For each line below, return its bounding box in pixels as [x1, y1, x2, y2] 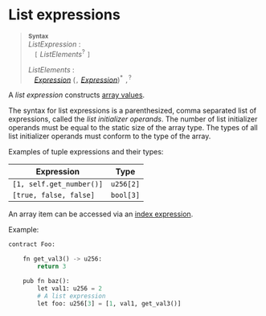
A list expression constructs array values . [8, 90, 145, 100]
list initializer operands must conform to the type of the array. [8, 131, 211, 142]
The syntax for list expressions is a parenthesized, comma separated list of [8, 106, 257, 116]
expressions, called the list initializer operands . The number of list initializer [8, 114, 258, 124]
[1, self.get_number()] [12, 179, 104, 189]
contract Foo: [8, 240, 56, 248]
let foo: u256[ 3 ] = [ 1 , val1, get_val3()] [37, 299, 182, 307]
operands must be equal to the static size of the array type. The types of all [8, 123, 259, 133]
